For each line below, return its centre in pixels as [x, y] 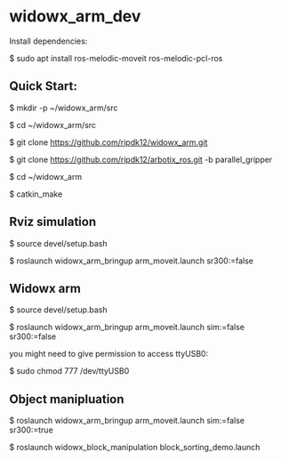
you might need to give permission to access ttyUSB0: [109, 354]
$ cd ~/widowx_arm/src [52, 125]
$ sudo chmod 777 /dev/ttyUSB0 [69, 371]
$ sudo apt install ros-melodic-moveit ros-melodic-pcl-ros [116, 58]
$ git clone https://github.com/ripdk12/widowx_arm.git [108, 142]
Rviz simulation [52, 222]
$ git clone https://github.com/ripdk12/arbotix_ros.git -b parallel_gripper [141, 159]
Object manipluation [67, 399]
